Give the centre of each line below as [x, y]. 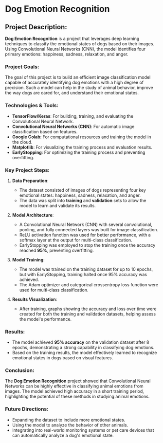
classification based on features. [45, 131]
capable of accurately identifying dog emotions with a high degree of [74, 83]
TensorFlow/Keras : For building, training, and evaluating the [73, 116]
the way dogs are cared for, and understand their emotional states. [72, 93]
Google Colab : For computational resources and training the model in [81, 137]
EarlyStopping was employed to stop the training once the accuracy [87, 245]
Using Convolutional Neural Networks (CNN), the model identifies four [75, 49]
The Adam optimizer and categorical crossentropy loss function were [89, 285]
